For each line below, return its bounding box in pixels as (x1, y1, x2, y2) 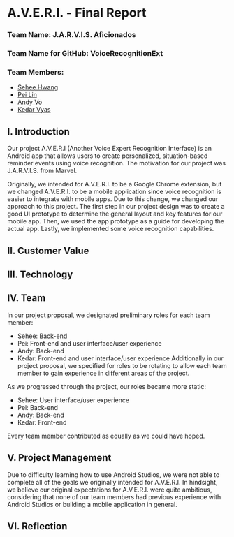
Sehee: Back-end (17, 332, 68, 340)
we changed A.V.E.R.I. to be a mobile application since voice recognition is (7, 187, 221, 196)
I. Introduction (7, 126, 70, 138)
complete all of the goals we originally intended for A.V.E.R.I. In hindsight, (7, 478, 218, 486)
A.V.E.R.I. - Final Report (7, 5, 147, 21)
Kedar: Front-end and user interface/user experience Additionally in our (17, 354, 224, 362)
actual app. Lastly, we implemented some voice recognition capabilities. (7, 225, 214, 233)
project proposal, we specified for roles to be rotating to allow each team (17, 361, 227, 369)
